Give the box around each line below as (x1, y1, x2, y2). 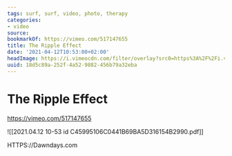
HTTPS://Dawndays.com (7, 141, 78, 149)
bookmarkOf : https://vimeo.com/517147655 (7, 36, 128, 43)
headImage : (7, 55, 39, 62)
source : (7, 29, 30, 37)
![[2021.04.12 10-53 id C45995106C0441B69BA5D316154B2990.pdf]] (7, 127, 204, 135)
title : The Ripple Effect (7, 42, 81, 49)
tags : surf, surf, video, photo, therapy (7, 10, 128, 17)
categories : (7, 17, 41, 23)
